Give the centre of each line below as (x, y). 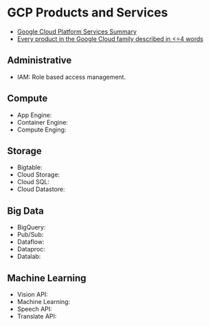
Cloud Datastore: (41, 189)
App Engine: (34, 115)
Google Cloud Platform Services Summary (77, 32)
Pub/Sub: (30, 235)
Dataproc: (31, 249)
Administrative (39, 61)
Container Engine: (43, 122)
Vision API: (32, 294)
